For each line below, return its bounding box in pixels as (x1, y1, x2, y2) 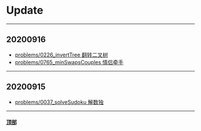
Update (6, 4, 44, 17)
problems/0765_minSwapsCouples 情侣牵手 (14, 58, 124, 65)
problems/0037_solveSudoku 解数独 (14, 98, 104, 105)
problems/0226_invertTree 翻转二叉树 (14, 51, 108, 58)
